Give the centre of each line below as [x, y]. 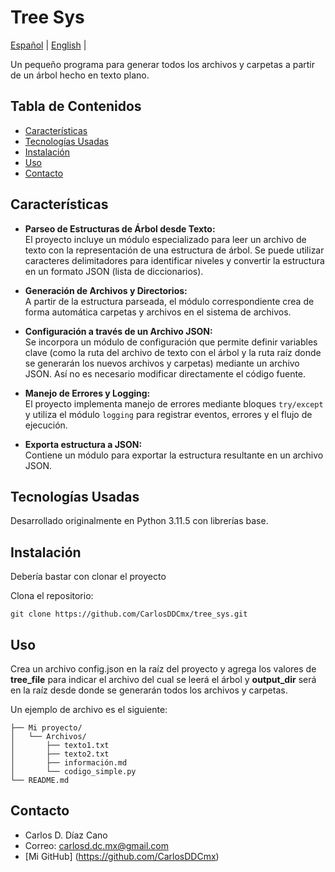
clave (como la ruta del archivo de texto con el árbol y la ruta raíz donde [173, 352]
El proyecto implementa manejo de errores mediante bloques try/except [174, 403]
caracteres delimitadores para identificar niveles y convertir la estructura [174, 260]
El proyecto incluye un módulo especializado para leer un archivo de [165, 239]
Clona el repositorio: [52, 596]
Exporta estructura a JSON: [83, 444]
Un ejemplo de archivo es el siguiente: [89, 709]
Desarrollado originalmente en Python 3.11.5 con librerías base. [139, 521]
